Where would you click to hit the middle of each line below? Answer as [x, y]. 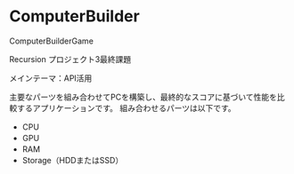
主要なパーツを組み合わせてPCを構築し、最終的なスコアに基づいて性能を [143, 97]
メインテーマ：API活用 [51, 78]
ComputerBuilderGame [51, 41]
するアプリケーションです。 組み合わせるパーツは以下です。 [126, 107]
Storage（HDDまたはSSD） [73, 160]
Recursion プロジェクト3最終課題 [70, 59]
